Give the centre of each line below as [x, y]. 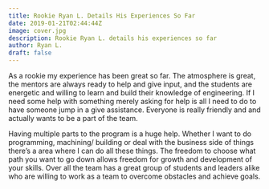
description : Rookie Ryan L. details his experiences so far [113, 38]
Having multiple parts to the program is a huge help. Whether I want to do [130, 134]
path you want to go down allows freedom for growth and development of [130, 159]
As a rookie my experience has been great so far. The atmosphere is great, [132, 76]
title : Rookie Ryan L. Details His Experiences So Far [102, 16]
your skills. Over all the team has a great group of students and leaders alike [134, 168]
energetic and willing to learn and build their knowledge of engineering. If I [132, 92]
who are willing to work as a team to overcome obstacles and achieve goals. [134, 176]
